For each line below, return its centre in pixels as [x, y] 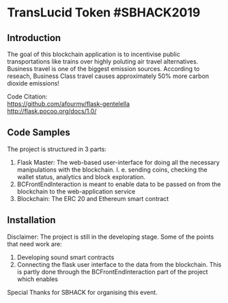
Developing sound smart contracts [66, 257]
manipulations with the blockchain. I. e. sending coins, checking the [112, 170]
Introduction [34, 38]
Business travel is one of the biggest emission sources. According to [103, 69]
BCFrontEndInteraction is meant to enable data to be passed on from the [119, 184]
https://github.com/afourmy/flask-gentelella [69, 104]
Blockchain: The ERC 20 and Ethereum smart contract [93, 198]
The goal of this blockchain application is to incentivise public [94, 54]
